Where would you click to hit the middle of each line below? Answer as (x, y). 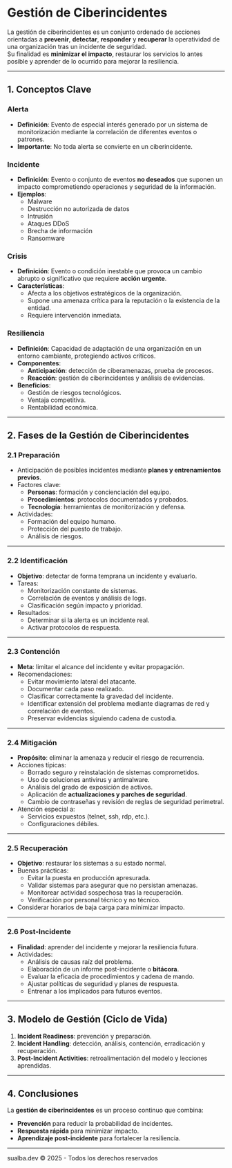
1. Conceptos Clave (49, 90)
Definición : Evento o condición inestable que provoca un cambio (109, 271)
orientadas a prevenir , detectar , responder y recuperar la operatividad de (114, 39)
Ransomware (46, 238)
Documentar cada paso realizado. (76, 688)
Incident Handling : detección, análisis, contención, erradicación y (111, 1043)
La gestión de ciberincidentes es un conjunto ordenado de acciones (104, 32)
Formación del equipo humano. (72, 522)
